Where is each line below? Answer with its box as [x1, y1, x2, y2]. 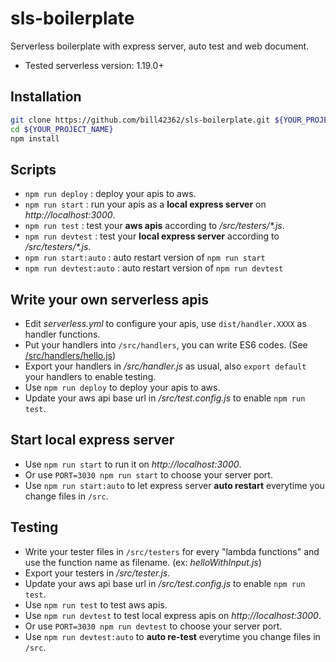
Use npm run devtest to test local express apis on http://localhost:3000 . [24, 609, 322, 621]
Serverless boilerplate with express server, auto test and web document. [10, 40, 310, 52]
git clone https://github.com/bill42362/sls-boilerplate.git [10, 115, 271, 125]
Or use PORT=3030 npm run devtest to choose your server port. [24, 620, 283, 632]
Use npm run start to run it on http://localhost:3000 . [24, 458, 242, 470]
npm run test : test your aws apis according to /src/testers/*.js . [24, 220, 285, 232]
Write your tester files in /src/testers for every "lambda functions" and [24, 545, 320, 557]
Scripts [10, 161, 57, 178]
